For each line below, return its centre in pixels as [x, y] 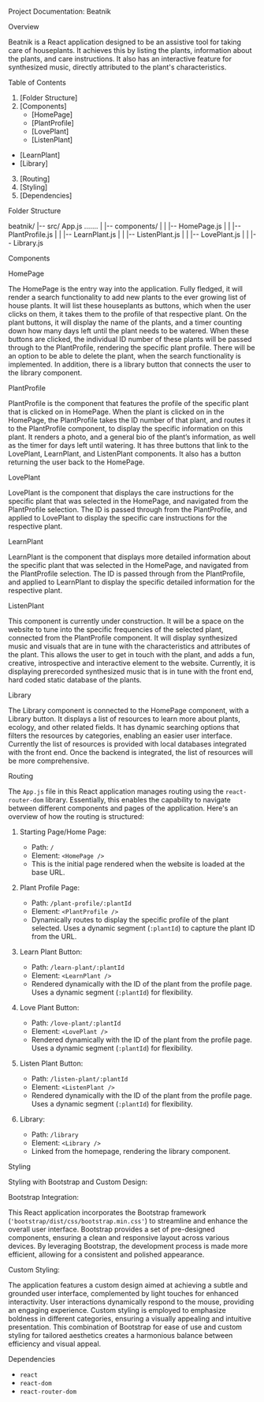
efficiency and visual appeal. [55, 1344]
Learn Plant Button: [51, 952]
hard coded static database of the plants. [75, 680]
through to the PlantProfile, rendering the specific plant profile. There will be [132, 348]
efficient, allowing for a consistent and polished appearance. [106, 1254]
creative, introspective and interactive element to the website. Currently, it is [132, 663]
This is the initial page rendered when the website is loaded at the [138, 864]
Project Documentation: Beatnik [60, 11]
